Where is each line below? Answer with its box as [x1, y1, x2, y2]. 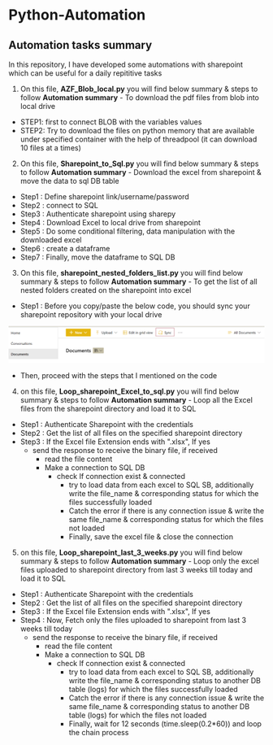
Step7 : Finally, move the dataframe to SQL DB [19, 252, 175, 262]
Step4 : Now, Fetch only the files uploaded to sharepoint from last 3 [19, 616, 247, 625]
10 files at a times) [19, 143, 81, 152]
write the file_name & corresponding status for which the [68, 489, 259, 499]
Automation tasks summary [8, 38, 153, 52]
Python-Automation [8, 6, 146, 24]
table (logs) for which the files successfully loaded [68, 685, 238, 695]
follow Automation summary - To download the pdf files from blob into [19, 93, 260, 102]
